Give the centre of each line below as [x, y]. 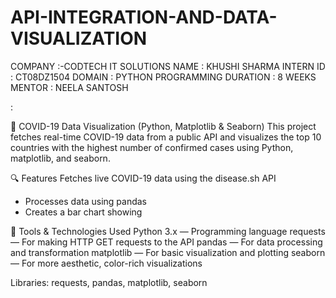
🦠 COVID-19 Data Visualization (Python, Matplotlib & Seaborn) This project [163, 126]
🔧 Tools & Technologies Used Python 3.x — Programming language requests [168, 231]
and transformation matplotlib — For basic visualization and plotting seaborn [168, 252]
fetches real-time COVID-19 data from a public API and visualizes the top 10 [166, 137]
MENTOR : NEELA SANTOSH [69, 87]
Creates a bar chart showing [83, 212]
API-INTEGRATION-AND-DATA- [144, 17]
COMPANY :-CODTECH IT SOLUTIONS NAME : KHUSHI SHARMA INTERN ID [168, 66]
